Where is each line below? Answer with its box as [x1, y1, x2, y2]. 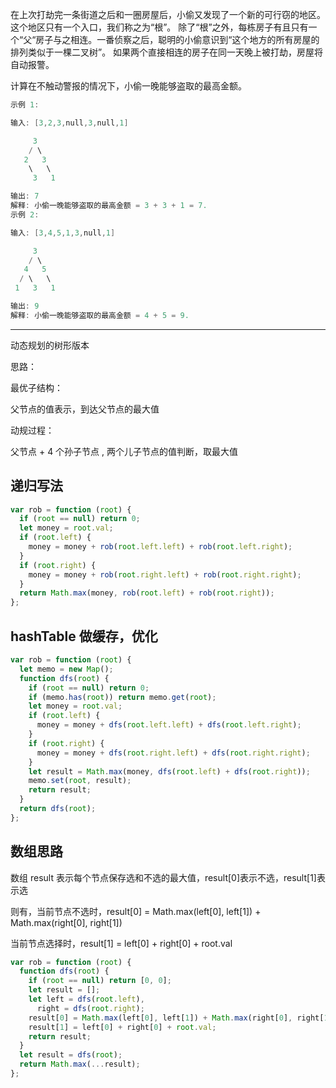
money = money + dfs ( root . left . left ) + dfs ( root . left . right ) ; [36, 720, 302, 730]
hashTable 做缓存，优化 [10, 628, 158, 645]
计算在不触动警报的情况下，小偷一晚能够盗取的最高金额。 [10, 80, 247, 92]
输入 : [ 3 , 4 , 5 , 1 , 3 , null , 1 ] [10, 228, 116, 238]
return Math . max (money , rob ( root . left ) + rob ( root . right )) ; [19, 588, 275, 598]
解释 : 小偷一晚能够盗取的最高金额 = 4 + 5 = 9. [10, 310, 190, 320]
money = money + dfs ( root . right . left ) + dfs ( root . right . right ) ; [36, 748, 311, 758]
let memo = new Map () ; [19, 664, 114, 674]
